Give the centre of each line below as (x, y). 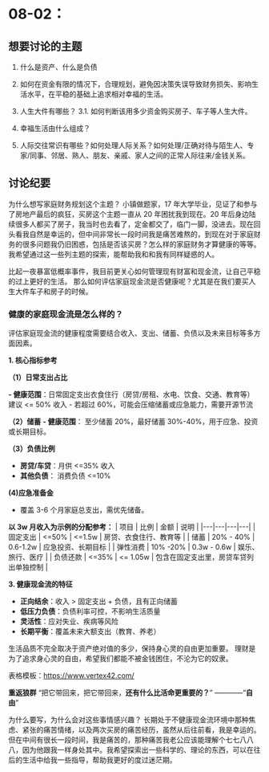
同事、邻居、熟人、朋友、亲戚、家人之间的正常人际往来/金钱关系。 (139, 155)
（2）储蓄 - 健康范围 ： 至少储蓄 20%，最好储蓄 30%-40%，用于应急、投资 (133, 422)
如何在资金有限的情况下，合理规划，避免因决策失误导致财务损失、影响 (136, 84)
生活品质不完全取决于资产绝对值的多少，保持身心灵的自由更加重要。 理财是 (132, 648)
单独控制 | (31, 567)
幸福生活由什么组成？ (55, 128)
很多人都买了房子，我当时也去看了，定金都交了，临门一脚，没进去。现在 (134, 224)
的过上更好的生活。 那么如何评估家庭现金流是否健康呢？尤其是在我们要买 (128, 281)
